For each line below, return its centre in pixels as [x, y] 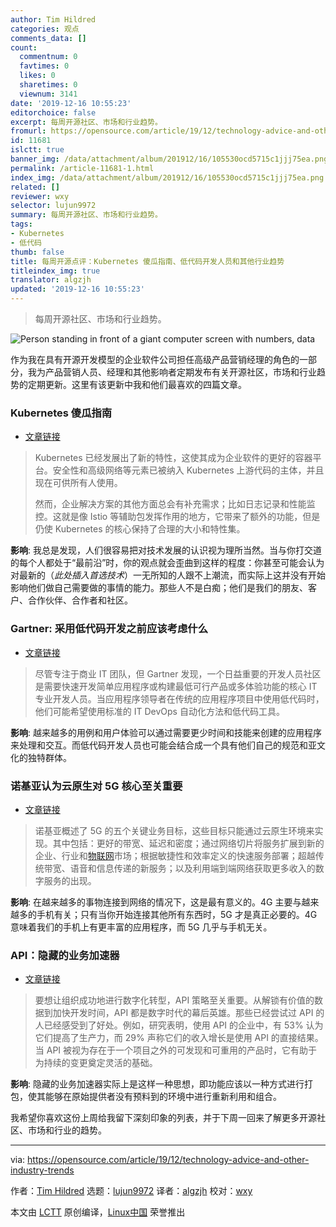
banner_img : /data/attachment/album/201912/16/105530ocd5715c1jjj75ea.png [169, 159]
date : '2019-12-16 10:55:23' [71, 103]
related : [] [35, 187]
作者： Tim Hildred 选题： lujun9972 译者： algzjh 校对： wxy [131, 1191]
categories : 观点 [45, 29]
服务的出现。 [70, 880]
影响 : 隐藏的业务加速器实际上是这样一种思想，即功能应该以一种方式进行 [157, 1084]
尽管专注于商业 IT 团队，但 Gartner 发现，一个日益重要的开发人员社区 [178, 673]
